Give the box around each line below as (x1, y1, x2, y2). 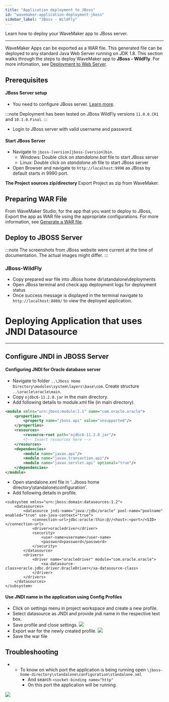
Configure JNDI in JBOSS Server (5, 352, 109, 361)
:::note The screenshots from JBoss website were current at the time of (5, 247, 153, 253)
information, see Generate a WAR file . (5, 219, 83, 225)
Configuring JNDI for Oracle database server (5, 366, 101, 372)
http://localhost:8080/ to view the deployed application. (12, 298, 132, 304)
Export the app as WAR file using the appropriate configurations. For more (5, 213, 159, 220)
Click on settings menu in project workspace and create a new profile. (12, 605, 158, 611)
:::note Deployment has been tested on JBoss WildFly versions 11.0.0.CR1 (5, 111, 159, 117)
